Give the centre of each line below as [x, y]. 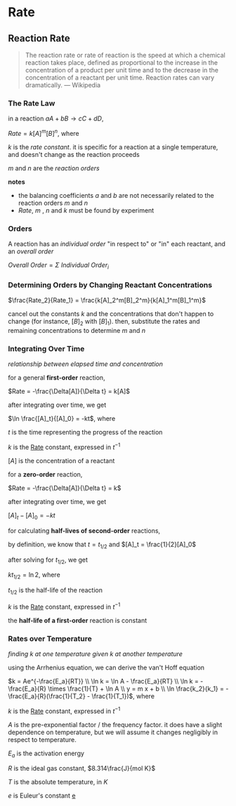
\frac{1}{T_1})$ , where [123, 696]
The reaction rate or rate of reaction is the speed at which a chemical [125, 55]
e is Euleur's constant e [42, 795]
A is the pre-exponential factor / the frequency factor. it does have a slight [115, 724]
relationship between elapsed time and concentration [86, 364]
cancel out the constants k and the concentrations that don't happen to [111, 314]
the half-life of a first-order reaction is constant [77, 620]
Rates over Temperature [50, 638]
